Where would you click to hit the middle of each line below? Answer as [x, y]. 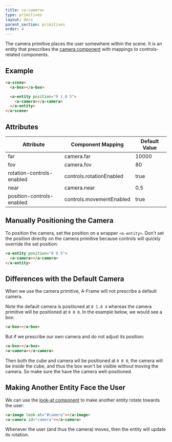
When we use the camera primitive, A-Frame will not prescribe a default [81, 291]
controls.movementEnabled [97, 199]
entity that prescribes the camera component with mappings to [72, 49]
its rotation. [17, 435]
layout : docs [19, 19]
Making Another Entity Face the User [65, 388]
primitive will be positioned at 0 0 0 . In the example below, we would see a [84, 312]
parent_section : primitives [35, 24]
